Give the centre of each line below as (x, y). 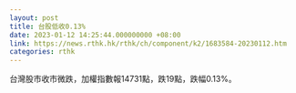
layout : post (34, 18)
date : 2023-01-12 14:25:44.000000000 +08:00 (95, 35)
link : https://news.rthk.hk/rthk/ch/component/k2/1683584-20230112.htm (148, 43)
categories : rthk (42, 52)
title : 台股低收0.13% (48, 26)
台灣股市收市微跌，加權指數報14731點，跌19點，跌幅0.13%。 (123, 79)
